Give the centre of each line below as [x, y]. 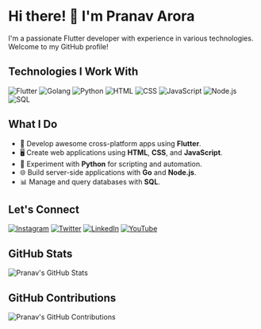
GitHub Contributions [62, 298]
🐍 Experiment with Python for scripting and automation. [111, 164]
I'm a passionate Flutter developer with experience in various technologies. [131, 38]
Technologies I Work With [73, 72]
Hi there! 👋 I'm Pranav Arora [102, 16]
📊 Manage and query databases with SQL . [90, 181]
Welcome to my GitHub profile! [58, 46]
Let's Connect [44, 209]
